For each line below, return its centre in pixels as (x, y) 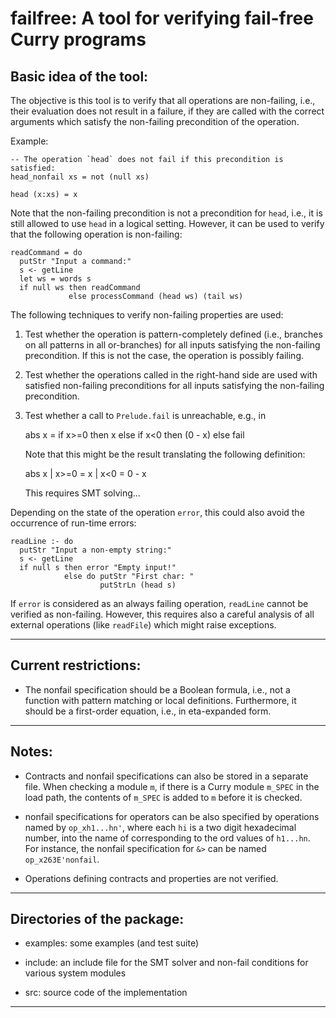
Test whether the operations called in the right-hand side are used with (171, 375)
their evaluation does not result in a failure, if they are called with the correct (167, 111)
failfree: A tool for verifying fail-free (162, 18)
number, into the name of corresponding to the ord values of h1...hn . (167, 838)
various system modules (75, 973)
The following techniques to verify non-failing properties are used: (147, 315)
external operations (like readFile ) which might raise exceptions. (143, 625)
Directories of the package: (97, 919)
